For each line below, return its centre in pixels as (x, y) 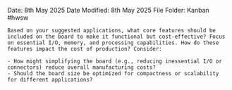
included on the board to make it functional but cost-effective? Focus (116, 37)
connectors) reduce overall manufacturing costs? (82, 67)
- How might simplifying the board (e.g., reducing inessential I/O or (115, 61)
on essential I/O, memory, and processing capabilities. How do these (113, 43)
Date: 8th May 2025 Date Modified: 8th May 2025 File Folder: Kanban (108, 10)
